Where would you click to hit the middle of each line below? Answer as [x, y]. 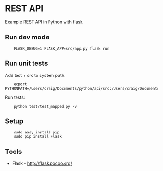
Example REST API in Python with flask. [44, 22]
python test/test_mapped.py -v [45, 106]
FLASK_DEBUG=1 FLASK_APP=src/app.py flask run [62, 48]
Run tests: [15, 97]
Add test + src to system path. [35, 75]
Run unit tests [26, 64]
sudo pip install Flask [38, 137]
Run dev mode [27, 37]
